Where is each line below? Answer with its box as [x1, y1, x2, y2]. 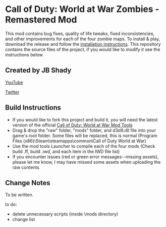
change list [12, 217, 35, 223]
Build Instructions [5, 104, 61, 112]
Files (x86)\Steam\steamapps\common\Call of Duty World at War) [12, 138, 147, 144]
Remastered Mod [5, 14, 77, 25]
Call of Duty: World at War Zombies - [5, 3, 160, 15]
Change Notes [5, 178, 51, 187]
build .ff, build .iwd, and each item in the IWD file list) [12, 148, 120, 154]
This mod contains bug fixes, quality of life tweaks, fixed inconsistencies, [5, 30, 155, 36]
